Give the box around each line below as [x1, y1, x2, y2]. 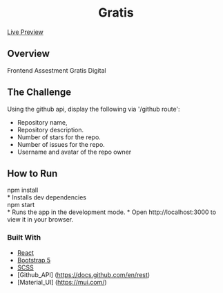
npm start [7, 201, 35, 209]
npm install [7, 186, 39, 195]
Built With [7, 233, 41, 242]
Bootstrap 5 [17, 256, 51, 264]
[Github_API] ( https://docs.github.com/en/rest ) [17, 270, 151, 278]
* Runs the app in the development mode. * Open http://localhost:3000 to [7, 208, 216, 216]
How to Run [7, 168, 58, 179]
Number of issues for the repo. [17, 140, 105, 148]
